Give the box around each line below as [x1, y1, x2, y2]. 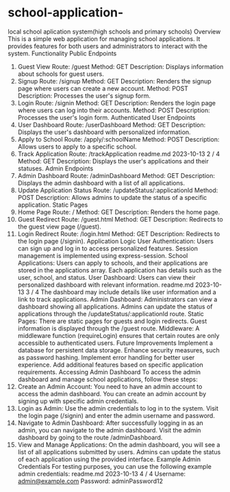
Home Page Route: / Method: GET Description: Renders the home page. [17, 207, 220, 216]
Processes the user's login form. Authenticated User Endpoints [17, 113, 196, 121]
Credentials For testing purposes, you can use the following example [17, 462, 212, 470]
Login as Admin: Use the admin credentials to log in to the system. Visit [17, 404, 218, 412]
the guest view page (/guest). [17, 222, 101, 231]
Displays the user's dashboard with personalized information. [17, 128, 191, 136]
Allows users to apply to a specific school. [17, 142, 138, 151]
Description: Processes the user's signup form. [17, 91, 151, 100]
